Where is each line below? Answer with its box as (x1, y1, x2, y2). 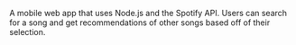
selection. (9, 27, 46, 37)
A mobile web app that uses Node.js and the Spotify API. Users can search (9, 8, 287, 18)
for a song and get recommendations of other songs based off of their (9, 17, 271, 28)
